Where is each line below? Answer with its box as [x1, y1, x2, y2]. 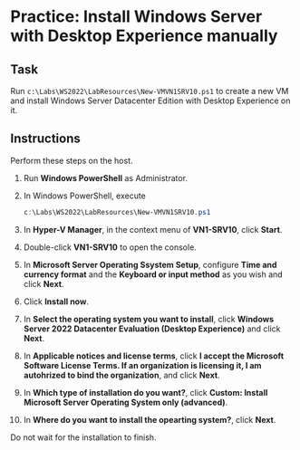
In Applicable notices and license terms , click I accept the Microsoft [23, 350, 285, 361]
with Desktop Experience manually [10, 25, 278, 46]
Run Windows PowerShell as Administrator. [23, 172, 189, 183]
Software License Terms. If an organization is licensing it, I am [23, 359, 262, 370]
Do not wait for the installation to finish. [10, 432, 157, 443]
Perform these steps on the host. [10, 155, 134, 166]
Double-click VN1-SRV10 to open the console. [23, 242, 198, 253]
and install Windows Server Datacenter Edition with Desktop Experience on [10, 95, 291, 106]
